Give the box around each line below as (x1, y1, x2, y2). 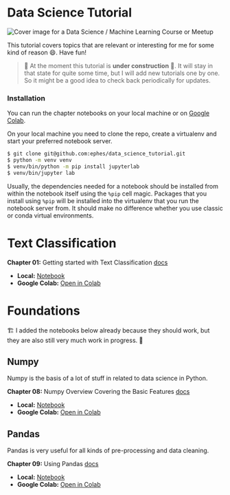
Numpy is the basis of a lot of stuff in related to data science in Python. (7, 374, 208, 383)
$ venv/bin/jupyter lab (7, 169, 76, 176)
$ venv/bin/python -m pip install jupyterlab (7, 163, 139, 170)
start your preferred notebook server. (7, 137, 113, 145)
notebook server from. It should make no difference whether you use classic (7, 204, 223, 212)
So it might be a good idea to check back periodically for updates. (23, 76, 211, 84)
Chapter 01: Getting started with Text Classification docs (7, 258, 168, 266)
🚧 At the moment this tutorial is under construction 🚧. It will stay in (23, 61, 213, 70)
